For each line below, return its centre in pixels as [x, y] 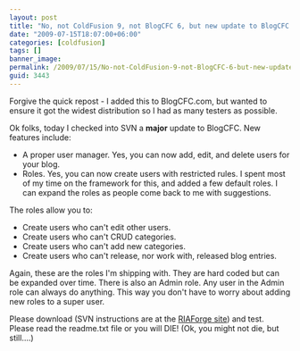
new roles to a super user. [57, 301]
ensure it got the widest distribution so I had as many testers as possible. [144, 110]
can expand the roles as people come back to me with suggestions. [146, 192]
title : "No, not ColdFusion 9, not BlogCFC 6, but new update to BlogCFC [150, 26]
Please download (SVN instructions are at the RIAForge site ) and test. [137, 319]
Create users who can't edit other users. [96, 227]
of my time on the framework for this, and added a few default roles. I [150, 183]
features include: [40, 137]
